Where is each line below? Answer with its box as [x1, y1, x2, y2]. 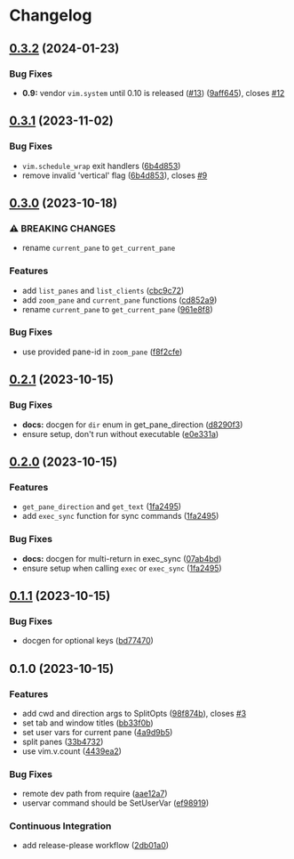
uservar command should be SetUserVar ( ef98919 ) [21, 798, 210, 808]
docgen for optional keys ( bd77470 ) [21, 636, 154, 646]
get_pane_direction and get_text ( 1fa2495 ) [21, 501, 182, 512]
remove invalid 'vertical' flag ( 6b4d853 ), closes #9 [21, 170, 208, 181]
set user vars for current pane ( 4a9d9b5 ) [21, 726, 173, 737]
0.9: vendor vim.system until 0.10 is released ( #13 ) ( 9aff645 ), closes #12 [21, 87, 285, 98]
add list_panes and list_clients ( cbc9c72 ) [21, 285, 185, 296]
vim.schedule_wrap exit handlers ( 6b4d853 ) [21, 160, 181, 171]
